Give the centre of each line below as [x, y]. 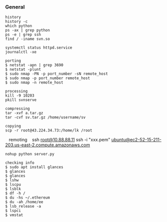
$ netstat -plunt [23, 70]
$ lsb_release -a [23, 207]
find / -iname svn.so [28, 39]
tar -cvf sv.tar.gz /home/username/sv [45, 117]
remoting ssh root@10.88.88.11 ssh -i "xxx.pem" [60, 140]
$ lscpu [13, 185]
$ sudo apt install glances [34, 167]
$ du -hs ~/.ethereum [28, 198]
